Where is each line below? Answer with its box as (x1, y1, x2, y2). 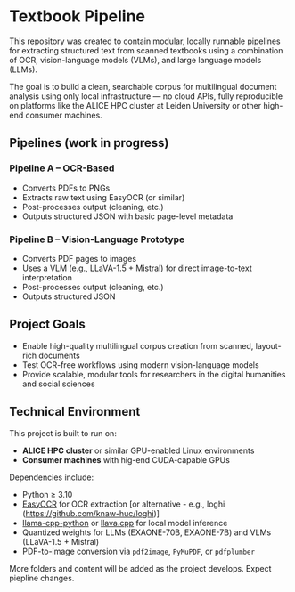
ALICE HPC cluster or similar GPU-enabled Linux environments (21, 445, 255, 456)
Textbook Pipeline (9, 6, 145, 27)
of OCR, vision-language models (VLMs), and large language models (9, 54, 262, 65)
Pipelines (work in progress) (9, 135, 169, 150)
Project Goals (9, 317, 86, 332)
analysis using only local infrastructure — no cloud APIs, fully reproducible (9, 91, 283, 101)
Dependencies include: (9, 472, 94, 483)
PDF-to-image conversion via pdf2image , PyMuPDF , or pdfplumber (21, 546, 256, 556)
